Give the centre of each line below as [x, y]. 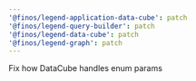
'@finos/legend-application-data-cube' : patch [98, 18]
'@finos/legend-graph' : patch [66, 43]
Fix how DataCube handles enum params [85, 68]
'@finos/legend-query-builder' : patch [82, 26]
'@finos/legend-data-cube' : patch [74, 34]
